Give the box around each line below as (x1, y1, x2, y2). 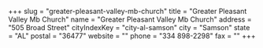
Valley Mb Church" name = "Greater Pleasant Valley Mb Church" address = (8, 15, 252, 24)
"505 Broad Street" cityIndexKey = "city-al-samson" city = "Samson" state (8, 23, 250, 32)
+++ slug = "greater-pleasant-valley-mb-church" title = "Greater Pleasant (8, 7, 247, 15)
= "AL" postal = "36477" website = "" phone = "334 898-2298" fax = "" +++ (8, 31, 256, 40)
